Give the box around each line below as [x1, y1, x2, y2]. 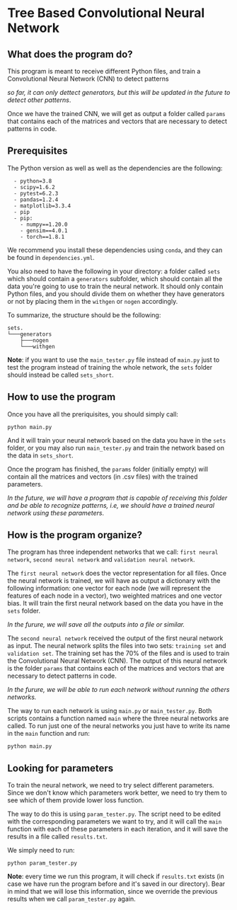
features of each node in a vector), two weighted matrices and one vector [7, 591, 223, 600]
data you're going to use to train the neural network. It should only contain [7, 282, 224, 290]
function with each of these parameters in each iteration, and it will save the [7, 825, 229, 834]
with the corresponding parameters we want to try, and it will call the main [7, 817, 222, 826]
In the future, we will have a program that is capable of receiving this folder [7, 494, 228, 502]
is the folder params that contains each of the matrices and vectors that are [7, 664, 225, 673]
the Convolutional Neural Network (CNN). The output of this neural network [7, 656, 228, 665]
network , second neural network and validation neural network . [7, 555, 196, 564]
